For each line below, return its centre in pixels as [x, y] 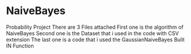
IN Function [20, 46]
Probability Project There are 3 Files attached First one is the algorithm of [95, 27]
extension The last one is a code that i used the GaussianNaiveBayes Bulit [95, 39]
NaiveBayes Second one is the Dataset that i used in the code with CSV [93, 33]
